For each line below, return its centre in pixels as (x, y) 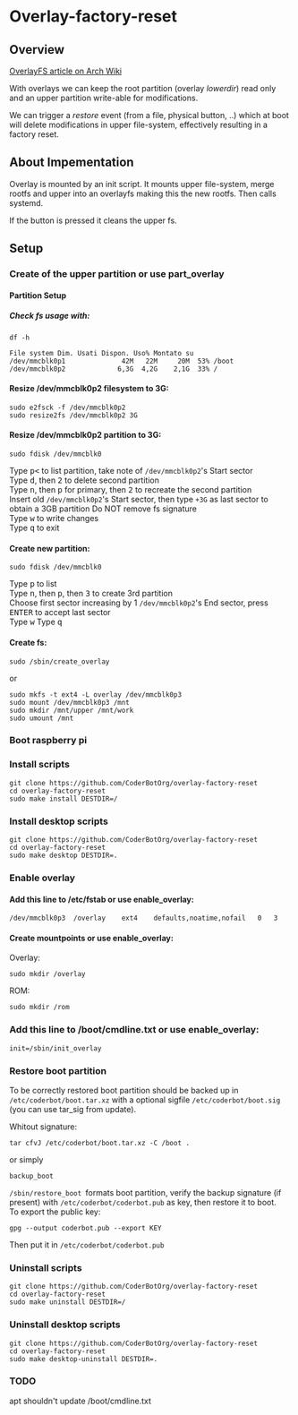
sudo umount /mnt (42, 718)
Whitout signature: (43, 1127)
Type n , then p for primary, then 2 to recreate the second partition (131, 490)
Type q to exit (34, 528)
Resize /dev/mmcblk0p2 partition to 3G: (85, 435)
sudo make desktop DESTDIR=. (64, 856)
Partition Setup (38, 295)
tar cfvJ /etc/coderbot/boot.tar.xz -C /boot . (100, 1143)
